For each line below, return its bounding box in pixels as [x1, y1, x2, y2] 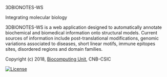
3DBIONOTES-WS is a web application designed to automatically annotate [5, 24, 162, 30]
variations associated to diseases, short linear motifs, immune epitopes [5, 41, 155, 47]
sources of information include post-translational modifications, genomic [5, 35, 159, 41]
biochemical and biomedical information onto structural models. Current [5, 30, 157, 35]
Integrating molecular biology [5, 14, 68, 20]
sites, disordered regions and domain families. [5, 46, 103, 52]
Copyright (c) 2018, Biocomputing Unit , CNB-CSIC [5, 56, 111, 62]
